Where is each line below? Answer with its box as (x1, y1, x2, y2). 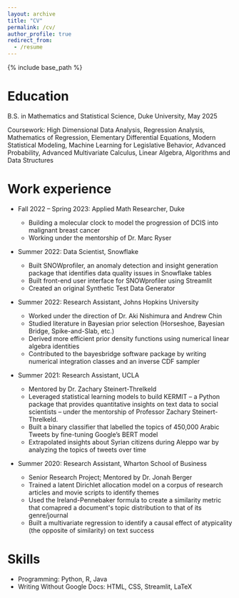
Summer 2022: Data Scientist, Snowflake (17, 247, 139, 255)
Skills (7, 551, 41, 567)
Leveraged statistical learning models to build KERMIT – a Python (28, 392, 220, 400)
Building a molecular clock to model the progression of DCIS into (28, 218, 219, 227)
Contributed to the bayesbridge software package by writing (28, 349, 207, 358)
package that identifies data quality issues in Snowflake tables (28, 268, 212, 277)
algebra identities (28, 342, 80, 350)
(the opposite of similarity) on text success (28, 526, 155, 534)
